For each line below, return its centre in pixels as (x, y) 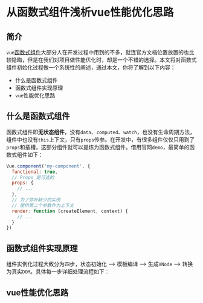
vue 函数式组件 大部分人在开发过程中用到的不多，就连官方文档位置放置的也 (98, 52)
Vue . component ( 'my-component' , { (48, 166)
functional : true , (35, 172)
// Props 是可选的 (33, 177)
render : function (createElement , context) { (70, 211)
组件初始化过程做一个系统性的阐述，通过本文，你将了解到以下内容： (91, 67)
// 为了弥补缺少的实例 (36, 200)
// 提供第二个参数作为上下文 (43, 205)
